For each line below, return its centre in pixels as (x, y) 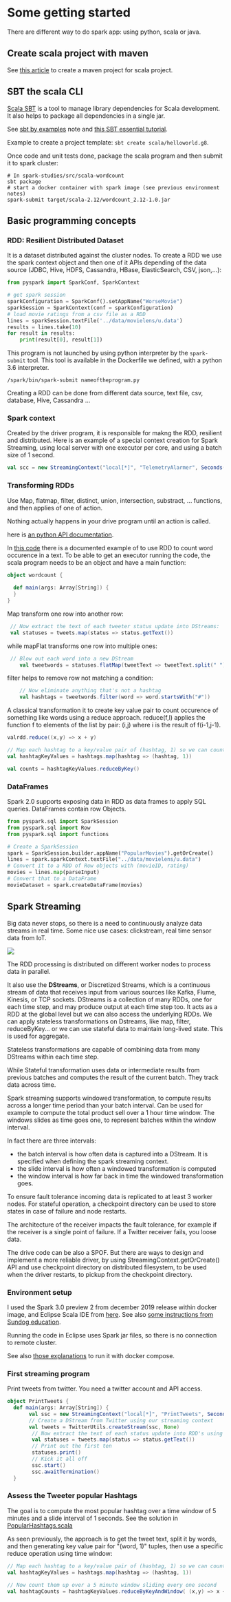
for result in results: (41, 333)
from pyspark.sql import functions (58, 834)
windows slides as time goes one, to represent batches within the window (112, 1120)
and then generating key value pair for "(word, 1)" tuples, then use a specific (115, 1546)
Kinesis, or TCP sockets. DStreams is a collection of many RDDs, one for (110, 999)
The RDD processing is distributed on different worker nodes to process (109, 964)
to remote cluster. (32, 1342)
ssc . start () (49, 1465)
